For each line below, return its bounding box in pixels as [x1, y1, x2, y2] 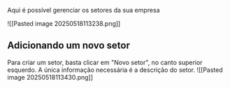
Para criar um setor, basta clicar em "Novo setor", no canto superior [7, 58, 203, 66]
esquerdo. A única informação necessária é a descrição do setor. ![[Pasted [7, 66, 224, 74]
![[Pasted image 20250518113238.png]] [7, 20, 121, 27]
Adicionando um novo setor [7, 40, 131, 52]
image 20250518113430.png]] [7, 73, 93, 81]
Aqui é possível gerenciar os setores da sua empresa [7, 6, 160, 14]
